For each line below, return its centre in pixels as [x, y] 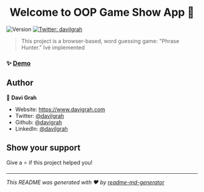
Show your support [43, 148]
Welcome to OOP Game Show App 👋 [102, 12]
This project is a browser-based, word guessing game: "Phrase [100, 41]
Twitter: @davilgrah [39, 115]
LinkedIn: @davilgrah [41, 129]
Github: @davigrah [39, 122]
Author [20, 83]
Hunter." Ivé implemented [53, 47]
